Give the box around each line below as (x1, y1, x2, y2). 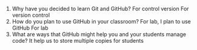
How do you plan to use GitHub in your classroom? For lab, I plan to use (12, 18, 191, 25)
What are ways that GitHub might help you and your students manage (12, 31, 187, 38)
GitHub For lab (12, 24, 48, 31)
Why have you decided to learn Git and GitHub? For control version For (12, 5, 189, 12)
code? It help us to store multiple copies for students (12, 37, 144, 44)
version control (12, 11, 50, 19)
